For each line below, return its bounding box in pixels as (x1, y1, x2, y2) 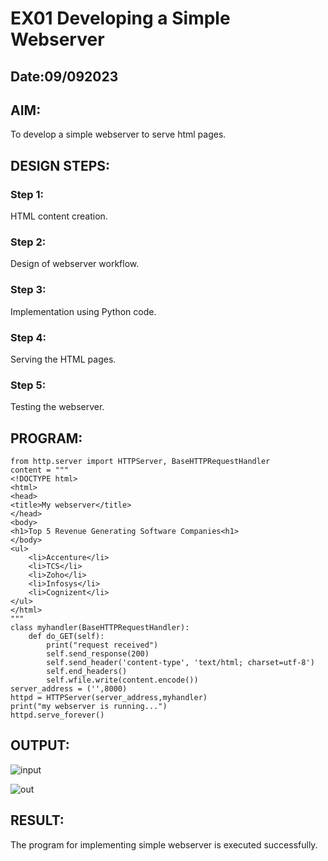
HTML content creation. (10, 210, 108, 222)
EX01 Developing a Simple (10, 7, 231, 30)
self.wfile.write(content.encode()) (46, 675, 199, 686)
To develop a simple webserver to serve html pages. (10, 128, 227, 141)
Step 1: (10, 187, 44, 201)
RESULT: (10, 812, 65, 829)
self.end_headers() (46, 667, 128, 677)
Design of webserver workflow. (10, 258, 140, 270)
